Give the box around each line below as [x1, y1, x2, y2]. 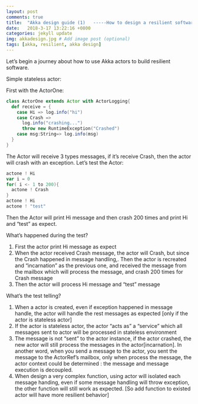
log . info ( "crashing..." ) [21, 120, 83, 126]
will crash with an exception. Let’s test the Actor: [6, 159, 124, 166]
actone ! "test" [6, 203, 46, 209]
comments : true [6, 14, 44, 20]
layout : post [6, 8, 38, 15]
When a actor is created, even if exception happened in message [14, 303, 173, 310]
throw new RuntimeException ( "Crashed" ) [21, 126, 120, 132]
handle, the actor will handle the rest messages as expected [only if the [14, 310, 189, 317]
